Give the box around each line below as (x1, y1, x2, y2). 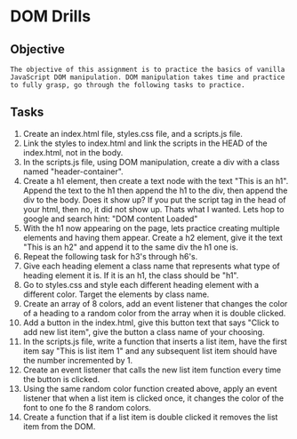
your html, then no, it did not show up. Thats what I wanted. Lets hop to (22, 204, 285, 214)
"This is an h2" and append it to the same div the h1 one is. (22, 242, 238, 252)
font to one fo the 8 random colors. (22, 402, 152, 412)
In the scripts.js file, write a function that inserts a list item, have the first (22, 336, 287, 347)
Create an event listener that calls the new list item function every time (22, 364, 282, 375)
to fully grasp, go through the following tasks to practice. (10, 81, 245, 90)
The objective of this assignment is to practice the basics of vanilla (10, 65, 285, 74)
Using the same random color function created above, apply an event (22, 383, 278, 394)
